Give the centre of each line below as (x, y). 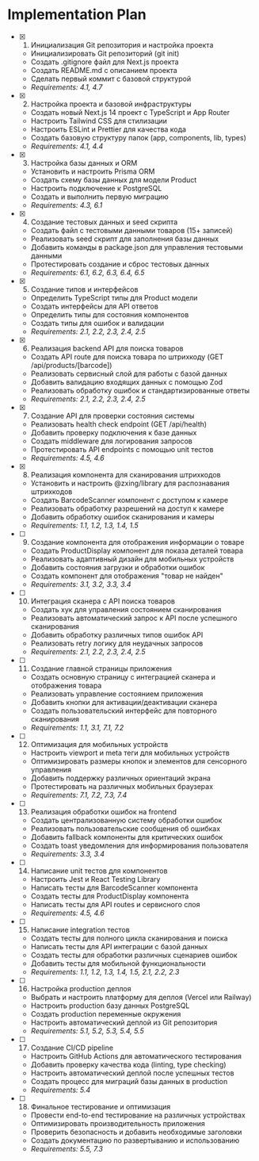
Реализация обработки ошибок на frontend (104, 811)
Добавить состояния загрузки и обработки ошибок (118, 567)
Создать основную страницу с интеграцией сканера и (123, 676)
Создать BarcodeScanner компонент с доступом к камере (129, 500)
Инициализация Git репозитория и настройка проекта (122, 44)
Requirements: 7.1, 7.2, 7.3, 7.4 (79, 795)
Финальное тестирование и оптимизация (101, 1106)
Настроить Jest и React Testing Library (95, 879)
